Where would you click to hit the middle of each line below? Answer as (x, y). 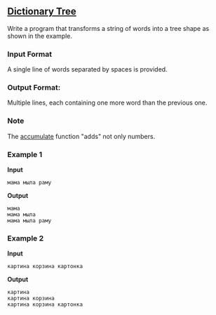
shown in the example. (40, 36)
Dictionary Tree (42, 12)
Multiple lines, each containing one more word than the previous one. (107, 103)
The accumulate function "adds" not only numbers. (81, 136)
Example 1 (25, 154)
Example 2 (26, 238)
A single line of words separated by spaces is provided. (87, 69)
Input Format (30, 54)
